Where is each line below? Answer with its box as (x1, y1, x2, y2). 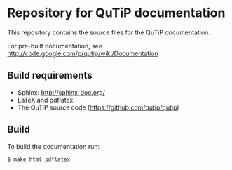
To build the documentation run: (7, 142, 100, 150)
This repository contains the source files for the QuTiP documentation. (7, 28, 210, 37)
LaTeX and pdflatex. (17, 96, 76, 104)
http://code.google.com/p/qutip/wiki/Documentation (7, 49, 159, 58)
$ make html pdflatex (7, 156, 71, 163)
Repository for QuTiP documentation (7, 5, 226, 21)
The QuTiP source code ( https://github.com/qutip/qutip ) (17, 103, 179, 112)
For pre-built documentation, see (7, 41, 103, 50)
